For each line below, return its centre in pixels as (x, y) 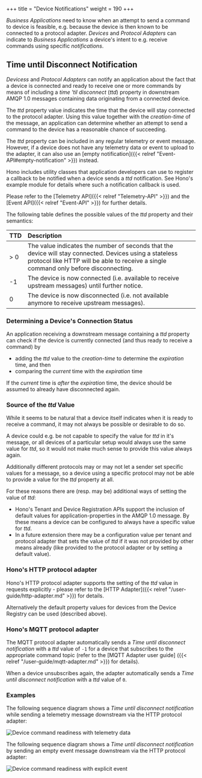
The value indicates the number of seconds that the (100, 245)
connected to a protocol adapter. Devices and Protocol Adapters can (91, 33)
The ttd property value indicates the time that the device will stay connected (101, 110)
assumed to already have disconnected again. (63, 389)
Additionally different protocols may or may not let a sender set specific (95, 467)
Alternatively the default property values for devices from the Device (91, 607)
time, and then (33, 365)
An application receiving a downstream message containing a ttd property (98, 334)
